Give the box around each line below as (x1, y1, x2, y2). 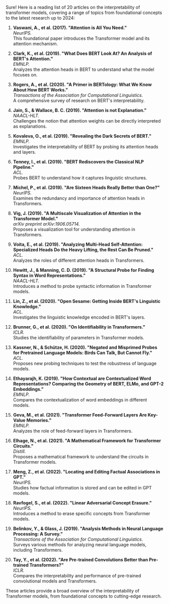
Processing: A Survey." (13, 531, 63, 537)
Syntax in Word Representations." (13, 272, 86, 278)
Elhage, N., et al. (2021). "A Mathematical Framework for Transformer (13, 438, 161, 444)
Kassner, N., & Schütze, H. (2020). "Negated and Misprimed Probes (13, 344, 157, 350)
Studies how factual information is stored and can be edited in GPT (13, 485, 152, 490)
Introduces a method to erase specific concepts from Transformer (13, 511, 150, 517)
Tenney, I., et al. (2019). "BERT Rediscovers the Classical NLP (13, 159, 144, 165)
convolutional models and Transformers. (13, 578, 97, 584)
